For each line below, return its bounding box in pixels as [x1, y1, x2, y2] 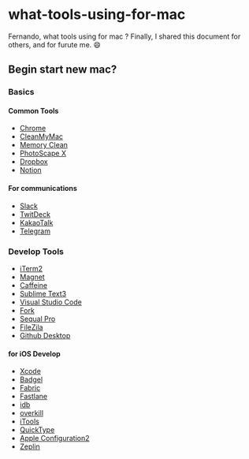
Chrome [19, 124, 46, 133]
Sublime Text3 [19, 289, 67, 298]
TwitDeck [19, 209, 51, 218]
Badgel [19, 375, 43, 384]
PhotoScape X [19, 148, 67, 159]
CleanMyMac [19, 132, 64, 141]
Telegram [19, 226, 51, 236]
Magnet [19, 272, 45, 282]
